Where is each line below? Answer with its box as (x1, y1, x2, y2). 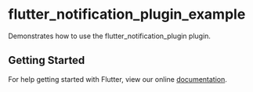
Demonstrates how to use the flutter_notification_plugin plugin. (8, 31, 211, 41)
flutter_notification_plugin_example (8, 5, 246, 23)
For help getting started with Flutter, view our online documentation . (8, 74, 227, 83)
